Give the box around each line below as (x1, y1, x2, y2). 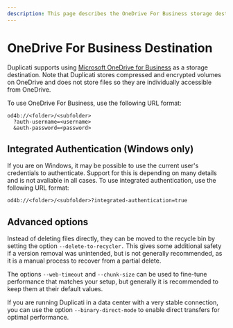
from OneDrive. (7, 85, 51, 94)
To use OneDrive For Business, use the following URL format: (7, 99, 182, 107)
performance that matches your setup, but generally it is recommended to (7, 277, 218, 286)
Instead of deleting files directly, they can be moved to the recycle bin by (7, 234, 216, 243)
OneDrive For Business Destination (7, 40, 213, 56)
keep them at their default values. (7, 285, 103, 293)
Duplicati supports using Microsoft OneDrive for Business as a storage (7, 63, 209, 72)
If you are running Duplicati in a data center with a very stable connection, (7, 298, 218, 306)
